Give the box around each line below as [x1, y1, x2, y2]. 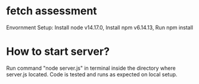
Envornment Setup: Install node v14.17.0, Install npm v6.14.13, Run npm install [6, 24, 194, 31]
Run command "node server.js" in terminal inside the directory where [6, 64, 176, 71]
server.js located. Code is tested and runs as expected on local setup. [6, 70, 178, 78]
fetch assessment [6, 4, 97, 18]
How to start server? [6, 45, 110, 58]
